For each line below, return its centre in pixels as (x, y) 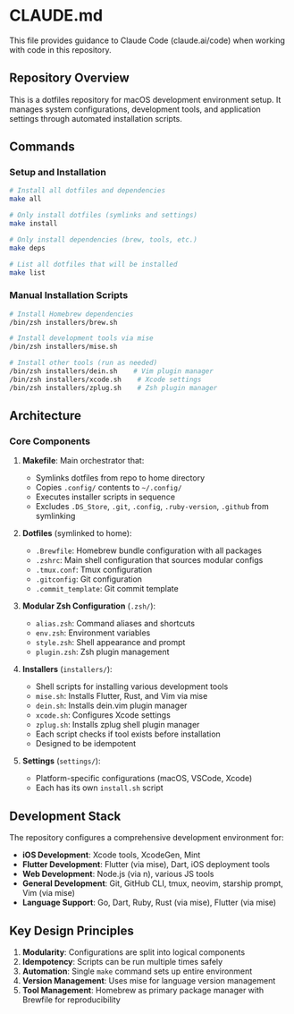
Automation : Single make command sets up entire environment (137, 971)
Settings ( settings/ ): (61, 761)
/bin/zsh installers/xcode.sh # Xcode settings (105, 379)
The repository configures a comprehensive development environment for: (147, 838)
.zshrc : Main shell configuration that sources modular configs (149, 560)
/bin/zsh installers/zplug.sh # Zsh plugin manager (113, 388)
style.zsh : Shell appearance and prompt (110, 643)
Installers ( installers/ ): (67, 669)
